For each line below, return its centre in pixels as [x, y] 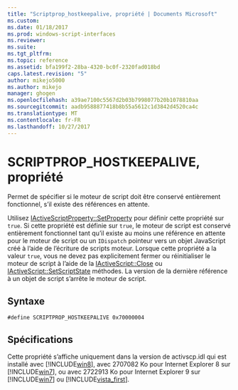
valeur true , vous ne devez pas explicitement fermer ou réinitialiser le [109, 256]
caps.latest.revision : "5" [47, 73]
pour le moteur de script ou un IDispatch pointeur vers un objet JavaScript [117, 241]
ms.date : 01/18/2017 [38, 27]
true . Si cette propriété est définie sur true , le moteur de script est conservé [119, 226]
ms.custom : [23, 21]
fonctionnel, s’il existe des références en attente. [79, 205]
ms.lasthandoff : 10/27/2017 [49, 127]
